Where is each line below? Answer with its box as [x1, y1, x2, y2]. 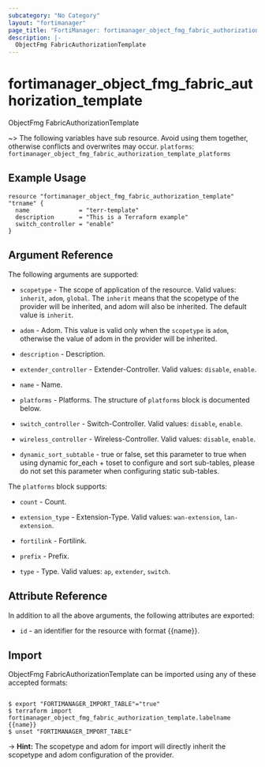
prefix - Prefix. [19, 551, 69, 561]
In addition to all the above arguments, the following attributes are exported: [8, 610, 255, 620]
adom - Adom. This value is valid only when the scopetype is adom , [19, 325, 230, 334]
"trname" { [8, 199, 44, 207]
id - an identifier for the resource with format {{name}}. [19, 625, 200, 635]
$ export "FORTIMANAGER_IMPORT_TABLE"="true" [8, 701, 160, 708]
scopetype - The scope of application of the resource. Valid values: [19, 285, 237, 294]
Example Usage [8, 172, 87, 185]
